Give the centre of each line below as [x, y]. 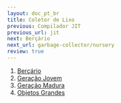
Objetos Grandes [41, 92]
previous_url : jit [33, 32]
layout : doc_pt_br [33, 13]
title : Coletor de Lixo [41, 20]
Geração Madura [41, 85]
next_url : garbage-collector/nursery [61, 45]
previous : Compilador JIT [44, 26]
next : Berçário [29, 39]
